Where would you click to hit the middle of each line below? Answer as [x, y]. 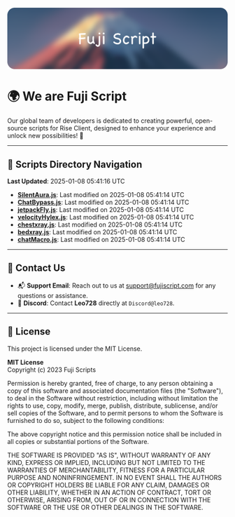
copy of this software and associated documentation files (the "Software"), [115, 391]
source [17, 128]
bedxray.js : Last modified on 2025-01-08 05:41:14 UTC [97, 232]
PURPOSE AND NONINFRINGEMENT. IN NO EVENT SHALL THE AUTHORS [115, 477]
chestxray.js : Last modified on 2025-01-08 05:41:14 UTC [100, 224]
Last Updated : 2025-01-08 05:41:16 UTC [66, 181]
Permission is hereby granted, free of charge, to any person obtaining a [110, 383]
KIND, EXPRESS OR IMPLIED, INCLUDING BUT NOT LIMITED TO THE [106, 462]
